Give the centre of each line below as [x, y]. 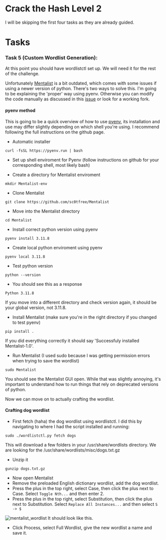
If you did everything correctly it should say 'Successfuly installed [72, 340]
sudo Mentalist [21, 370]
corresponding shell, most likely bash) [51, 165]
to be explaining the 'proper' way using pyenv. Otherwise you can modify [80, 94]
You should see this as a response [47, 284]
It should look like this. [70, 518]
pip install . [20, 331]
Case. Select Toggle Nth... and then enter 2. [58, 494]
